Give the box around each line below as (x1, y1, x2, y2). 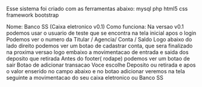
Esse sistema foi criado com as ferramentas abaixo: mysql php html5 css (6, 5, 188, 12)
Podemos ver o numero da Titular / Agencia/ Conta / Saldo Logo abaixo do (6, 36, 192, 43)
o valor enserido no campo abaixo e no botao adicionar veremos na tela (6, 68, 186, 74)
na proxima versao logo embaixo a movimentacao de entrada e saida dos (6, 49, 189, 56)
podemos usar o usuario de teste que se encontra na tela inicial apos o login (6, 29, 197, 37)
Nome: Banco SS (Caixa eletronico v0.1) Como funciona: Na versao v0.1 (6, 23, 184, 30)
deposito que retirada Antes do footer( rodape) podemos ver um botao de (6, 55, 191, 62)
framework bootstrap (6, 11, 59, 19)
